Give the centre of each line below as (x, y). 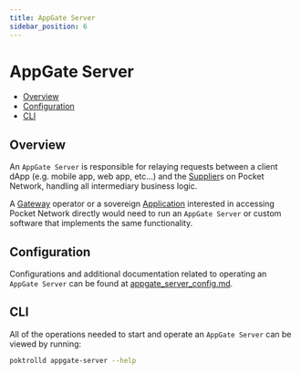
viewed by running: (46, 344)
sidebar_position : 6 (49, 26)
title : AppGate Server (52, 18)
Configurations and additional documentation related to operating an (138, 274)
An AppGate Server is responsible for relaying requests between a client (144, 167)
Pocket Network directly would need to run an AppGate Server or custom (145, 213)
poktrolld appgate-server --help (73, 360)
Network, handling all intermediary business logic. (104, 186)
